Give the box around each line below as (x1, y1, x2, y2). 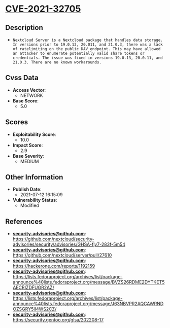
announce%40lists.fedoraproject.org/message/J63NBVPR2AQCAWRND (12, 301, 164, 307)
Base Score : (12, 97, 39, 104)
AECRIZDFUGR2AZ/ (12, 284, 54, 290)
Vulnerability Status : (12, 197, 57, 203)
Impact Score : (12, 142, 43, 148)
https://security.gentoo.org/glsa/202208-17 (12, 317, 104, 323)
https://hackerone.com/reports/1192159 (12, 263, 95, 269)
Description (5, 23, 43, 32)
